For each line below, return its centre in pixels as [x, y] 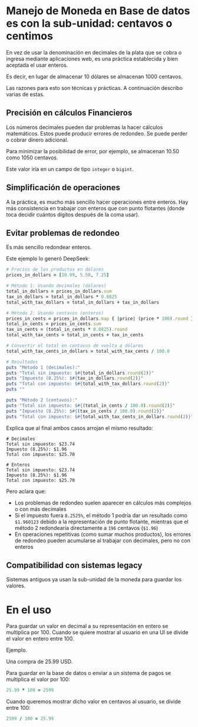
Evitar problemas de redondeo [63, 233]
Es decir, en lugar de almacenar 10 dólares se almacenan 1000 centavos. [94, 76]
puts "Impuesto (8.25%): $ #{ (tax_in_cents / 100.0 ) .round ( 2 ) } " [85, 411]
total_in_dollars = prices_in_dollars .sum [59, 291]
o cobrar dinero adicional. [37, 140]
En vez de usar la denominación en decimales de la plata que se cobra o [94, 52]
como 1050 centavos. [32, 157]
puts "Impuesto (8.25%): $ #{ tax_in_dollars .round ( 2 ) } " [75, 378]
